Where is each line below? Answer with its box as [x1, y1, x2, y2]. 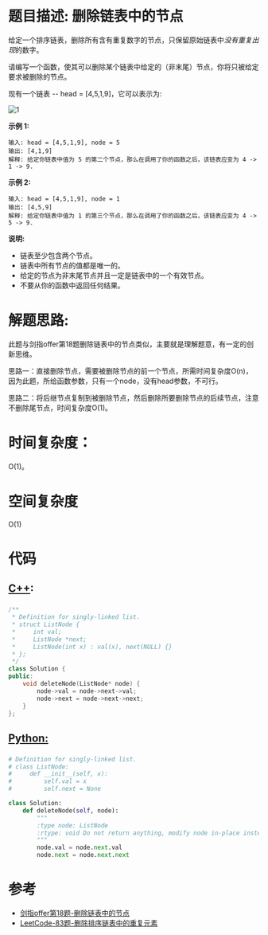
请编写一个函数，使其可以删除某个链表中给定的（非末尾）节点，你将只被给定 [8, 61, 259, 72]
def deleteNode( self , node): [22, 806, 119, 815]
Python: [8, 731, 49, 745]
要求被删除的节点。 [8, 72, 72, 81]
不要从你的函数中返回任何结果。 [19, 280, 125, 290]
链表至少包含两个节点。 [19, 250, 97, 260]
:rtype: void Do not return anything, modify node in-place [37, 829, 240, 837]
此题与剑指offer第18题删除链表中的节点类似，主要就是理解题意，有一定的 [8, 339, 247, 349]
